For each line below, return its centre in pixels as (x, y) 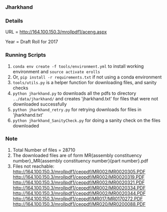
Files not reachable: (33, 166)
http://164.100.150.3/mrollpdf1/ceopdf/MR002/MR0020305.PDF (79, 171)
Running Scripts (26, 55)
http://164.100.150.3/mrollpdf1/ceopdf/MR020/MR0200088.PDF (79, 204)
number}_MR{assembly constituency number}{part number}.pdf (80, 161)
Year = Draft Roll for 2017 (32, 42)
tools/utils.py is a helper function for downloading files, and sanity (85, 82)
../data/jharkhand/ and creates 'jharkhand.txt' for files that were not (85, 98)
